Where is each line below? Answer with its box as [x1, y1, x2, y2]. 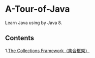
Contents [5, 34, 34, 42]
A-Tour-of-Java [5, 3, 70, 15]
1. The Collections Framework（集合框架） [5, 48, 90, 54]
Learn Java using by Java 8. [5, 20, 63, 26]
